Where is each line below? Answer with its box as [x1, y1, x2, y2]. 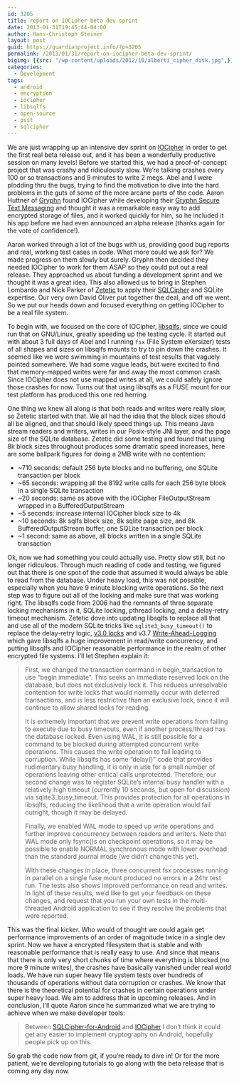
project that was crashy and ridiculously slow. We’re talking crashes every [7, 165, 224, 174]
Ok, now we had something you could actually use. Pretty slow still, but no [7, 553, 225, 561]
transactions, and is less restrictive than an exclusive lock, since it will [24, 695, 230, 704]
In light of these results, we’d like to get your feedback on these [24, 889, 211, 897]
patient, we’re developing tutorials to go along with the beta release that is [7, 1058, 225, 1067]
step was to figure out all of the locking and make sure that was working [7, 591, 219, 599]
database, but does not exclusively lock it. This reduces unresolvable [24, 680, 228, 689]
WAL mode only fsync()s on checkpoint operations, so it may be [24, 837, 213, 845]
